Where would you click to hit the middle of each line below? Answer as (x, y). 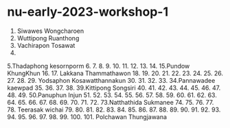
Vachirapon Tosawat (46, 45)
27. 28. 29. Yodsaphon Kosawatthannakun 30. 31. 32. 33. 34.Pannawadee (111, 80)
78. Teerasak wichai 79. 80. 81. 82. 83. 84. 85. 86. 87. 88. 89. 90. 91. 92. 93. (114, 110)
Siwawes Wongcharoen (50, 31)
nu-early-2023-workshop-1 (88, 12)
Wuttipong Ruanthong (48, 38)
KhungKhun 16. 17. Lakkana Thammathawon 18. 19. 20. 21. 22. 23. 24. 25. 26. (115, 73)
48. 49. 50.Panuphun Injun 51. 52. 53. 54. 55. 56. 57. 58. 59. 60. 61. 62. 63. (112, 95)
